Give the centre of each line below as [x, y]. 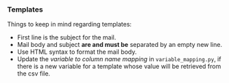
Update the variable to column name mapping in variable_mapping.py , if [119, 59]
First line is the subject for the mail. [67, 37]
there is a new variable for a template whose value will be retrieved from [119, 67]
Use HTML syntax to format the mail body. [77, 52]
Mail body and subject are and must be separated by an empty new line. [120, 45]
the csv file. [34, 73]
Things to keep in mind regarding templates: [70, 24]
